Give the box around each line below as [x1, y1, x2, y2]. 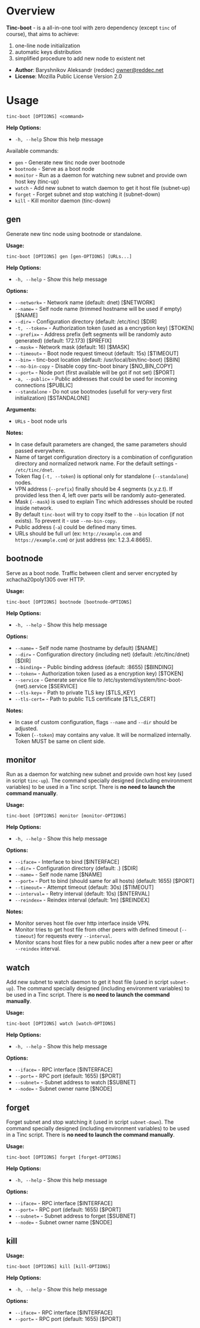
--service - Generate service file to [14, 676, 103, 683]
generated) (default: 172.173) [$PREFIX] [14, 337, 112, 344]
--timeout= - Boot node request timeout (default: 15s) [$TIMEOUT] [14, 349, 179, 357]
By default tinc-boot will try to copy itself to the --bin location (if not [14, 510, 184, 518]
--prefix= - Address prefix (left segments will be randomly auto [14, 331, 172, 338]
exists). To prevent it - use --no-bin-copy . [14, 517, 118, 524]
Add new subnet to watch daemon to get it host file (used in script [6, 978, 169, 986]
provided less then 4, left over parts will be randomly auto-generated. [14, 491, 186, 498]
